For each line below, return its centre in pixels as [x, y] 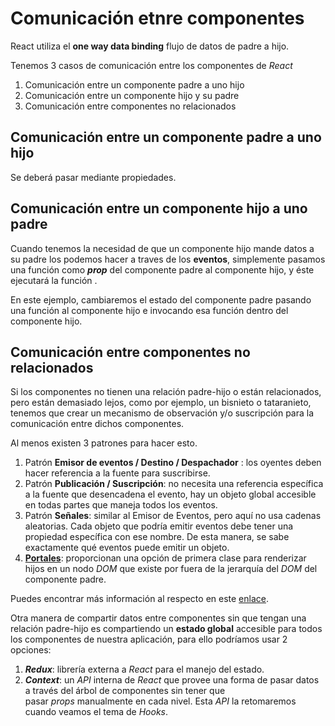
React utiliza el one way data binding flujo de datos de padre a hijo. [150, 46]
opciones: [31, 650]
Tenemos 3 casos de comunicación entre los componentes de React [151, 65]
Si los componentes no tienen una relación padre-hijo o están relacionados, [166, 392]
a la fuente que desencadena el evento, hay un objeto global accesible [170, 494]
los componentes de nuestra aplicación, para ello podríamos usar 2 [149, 639]
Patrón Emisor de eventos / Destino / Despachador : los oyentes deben [173, 463]
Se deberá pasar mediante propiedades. [93, 177]
